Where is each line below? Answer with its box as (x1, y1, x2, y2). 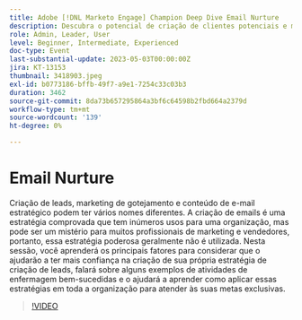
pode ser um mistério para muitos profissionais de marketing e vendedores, (9, 226, 290, 237)
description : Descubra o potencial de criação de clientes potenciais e (9, 22, 288, 30)
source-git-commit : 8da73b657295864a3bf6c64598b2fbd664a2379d (9, 96, 247, 106)
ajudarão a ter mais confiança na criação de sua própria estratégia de (9, 255, 267, 265)
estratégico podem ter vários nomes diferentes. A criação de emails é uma (9, 207, 286, 218)
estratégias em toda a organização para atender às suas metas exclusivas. (9, 283, 286, 294)
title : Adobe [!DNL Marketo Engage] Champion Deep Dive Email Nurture (9, 13, 280, 22)
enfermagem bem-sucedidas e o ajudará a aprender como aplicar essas (9, 273, 277, 284)
